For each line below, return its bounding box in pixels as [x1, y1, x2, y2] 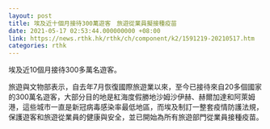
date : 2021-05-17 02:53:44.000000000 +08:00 [8, 27, 161, 35]
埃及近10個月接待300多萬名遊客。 [8, 65, 121, 75]
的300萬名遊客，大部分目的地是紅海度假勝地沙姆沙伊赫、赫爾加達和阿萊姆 [8, 92, 256, 102]
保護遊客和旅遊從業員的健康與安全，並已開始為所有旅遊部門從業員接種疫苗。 [8, 112, 264, 122]
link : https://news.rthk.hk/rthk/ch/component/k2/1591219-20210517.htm [8, 34, 255, 43]
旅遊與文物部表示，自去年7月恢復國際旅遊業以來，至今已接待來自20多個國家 [8, 82, 263, 92]
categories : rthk [8, 42, 67, 50]
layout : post [8, 11, 53, 20]
